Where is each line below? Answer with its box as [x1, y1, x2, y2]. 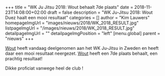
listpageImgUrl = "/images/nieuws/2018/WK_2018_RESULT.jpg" [5, 25, 135, 31]
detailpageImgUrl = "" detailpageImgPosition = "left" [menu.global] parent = [5, 31, 161, 36]
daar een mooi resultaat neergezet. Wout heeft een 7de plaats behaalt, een [5, 50, 158, 56]
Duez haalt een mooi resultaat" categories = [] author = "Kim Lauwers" [5, 15, 150, 20]
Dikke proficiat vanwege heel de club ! [5, 65, 83, 71]
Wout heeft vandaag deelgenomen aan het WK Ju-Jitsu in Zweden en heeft [5, 45, 159, 51]
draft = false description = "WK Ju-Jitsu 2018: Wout [47, 9, 153, 15]
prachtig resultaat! [5, 56, 43, 61]
